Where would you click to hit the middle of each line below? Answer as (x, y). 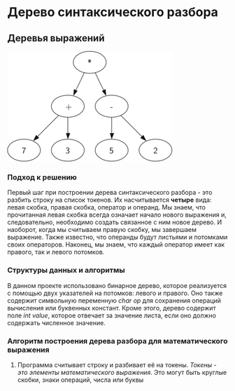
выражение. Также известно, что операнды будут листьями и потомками (117, 237)
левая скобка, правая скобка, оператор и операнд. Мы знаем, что (107, 207)
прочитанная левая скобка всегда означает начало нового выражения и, (117, 215)
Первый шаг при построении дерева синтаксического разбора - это (110, 193)
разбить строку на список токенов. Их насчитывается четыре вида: (109, 200)
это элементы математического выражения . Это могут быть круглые (122, 372)
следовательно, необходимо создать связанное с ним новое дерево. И (115, 222)
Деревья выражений (56, 38)
